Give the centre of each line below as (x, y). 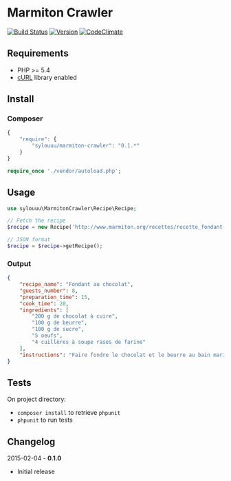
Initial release (36, 472)
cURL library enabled (47, 77)
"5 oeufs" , (47, 336)
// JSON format (29, 240)
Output (19, 263)
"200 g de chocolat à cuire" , (75, 316)
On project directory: (37, 399)
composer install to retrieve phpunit (69, 413)
